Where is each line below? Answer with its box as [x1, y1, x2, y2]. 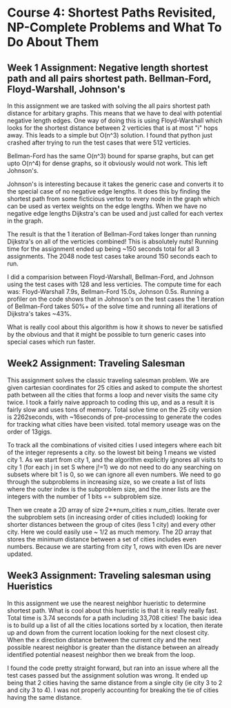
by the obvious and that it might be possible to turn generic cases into [7, 330, 206, 338]
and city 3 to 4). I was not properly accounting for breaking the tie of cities [7, 686, 219, 694]
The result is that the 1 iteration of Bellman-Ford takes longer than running [7, 230, 217, 238]
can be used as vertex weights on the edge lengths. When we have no [7, 202, 207, 210]
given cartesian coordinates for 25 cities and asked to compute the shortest [7, 383, 223, 391]
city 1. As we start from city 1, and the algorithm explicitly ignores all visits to [7, 455, 223, 464]
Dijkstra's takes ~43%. [7, 310, 72, 317]
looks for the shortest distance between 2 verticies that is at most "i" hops [7, 124, 219, 132]
